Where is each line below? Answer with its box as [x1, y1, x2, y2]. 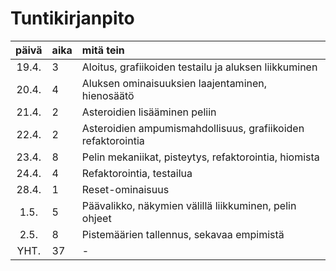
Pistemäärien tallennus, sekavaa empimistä [81, 227, 285, 241]
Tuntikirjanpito [10, 7, 135, 30]
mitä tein [81, 43, 125, 57]
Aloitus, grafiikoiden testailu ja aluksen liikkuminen [81, 60, 318, 74]
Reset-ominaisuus [81, 182, 170, 196]
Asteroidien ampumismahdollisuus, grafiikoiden [81, 121, 305, 135]
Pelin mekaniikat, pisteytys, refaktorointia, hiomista [81, 150, 320, 164]
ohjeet [81, 211, 112, 225]
